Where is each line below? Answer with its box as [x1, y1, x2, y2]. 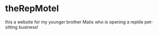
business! [19, 24, 38, 30]
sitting [5, 24, 18, 30]
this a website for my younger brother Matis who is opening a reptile [5, 19, 144, 25]
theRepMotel [5, 3, 59, 14]
